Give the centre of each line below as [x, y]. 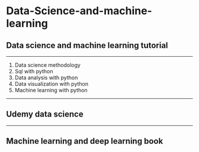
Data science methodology [48, 65]
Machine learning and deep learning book [85, 141]
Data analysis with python [46, 77]
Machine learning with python [51, 90]
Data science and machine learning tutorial [87, 45]
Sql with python [34, 71]
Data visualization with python [52, 84]
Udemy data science [45, 114]
